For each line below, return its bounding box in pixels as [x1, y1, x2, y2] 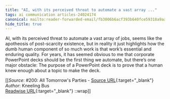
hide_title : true [5, 21, 42, 27]
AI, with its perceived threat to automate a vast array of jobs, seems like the [5, 35, 163, 41]
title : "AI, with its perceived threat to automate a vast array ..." [5, 7, 157, 13]
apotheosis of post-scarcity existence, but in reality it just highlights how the [5, 41, 164, 47]
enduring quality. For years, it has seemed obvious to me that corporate [5, 52, 155, 58]
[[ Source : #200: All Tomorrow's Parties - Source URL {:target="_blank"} [5, 77, 154, 83]
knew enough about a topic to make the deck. [5, 68, 101, 74]
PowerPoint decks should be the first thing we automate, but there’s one [5, 57, 156, 63]
